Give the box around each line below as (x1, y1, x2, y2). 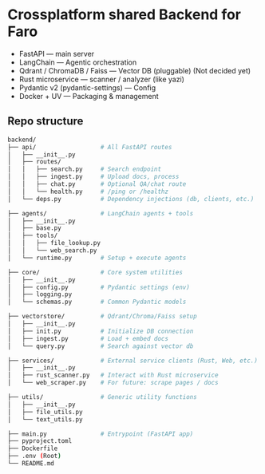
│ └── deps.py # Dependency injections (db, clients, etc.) (7, 195, 255, 203)
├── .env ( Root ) (7, 452, 61, 460)
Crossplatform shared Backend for (7, 6, 241, 24)
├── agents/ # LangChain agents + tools (7, 209, 194, 217)
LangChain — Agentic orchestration (18, 57, 137, 67)
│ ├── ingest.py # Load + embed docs (7, 334, 169, 342)
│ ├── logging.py (7, 290, 73, 298)
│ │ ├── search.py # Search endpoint (7, 165, 161, 173)
